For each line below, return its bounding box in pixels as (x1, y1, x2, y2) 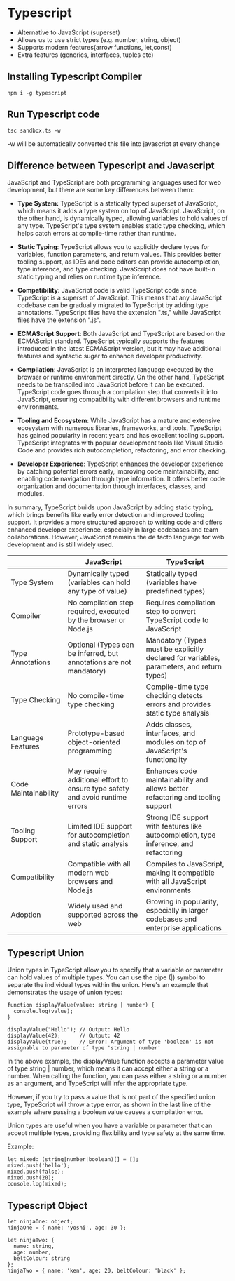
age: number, (13, 1249, 52, 1256)
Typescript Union (7, 947, 85, 959)
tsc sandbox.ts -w (7, 127, 61, 134)
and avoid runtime (67, 793, 127, 803)
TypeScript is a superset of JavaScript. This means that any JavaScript (17, 293, 222, 302)
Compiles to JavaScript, (145, 859, 225, 869)
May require (67, 766, 107, 776)
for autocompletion (67, 830, 131, 840)
